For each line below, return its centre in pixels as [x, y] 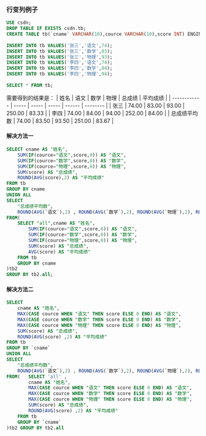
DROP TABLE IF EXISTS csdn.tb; [46, 29]
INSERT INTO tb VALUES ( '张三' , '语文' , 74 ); [59, 45]
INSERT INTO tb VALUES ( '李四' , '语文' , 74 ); [59, 62]
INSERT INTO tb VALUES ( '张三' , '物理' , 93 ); [59, 57]
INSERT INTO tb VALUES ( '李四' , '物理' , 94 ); [59, 74]
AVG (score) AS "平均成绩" [59, 252]
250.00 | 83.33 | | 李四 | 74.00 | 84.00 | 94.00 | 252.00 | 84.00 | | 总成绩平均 [102, 113]
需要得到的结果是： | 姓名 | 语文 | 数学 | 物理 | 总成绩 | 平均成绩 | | [89, 98]
